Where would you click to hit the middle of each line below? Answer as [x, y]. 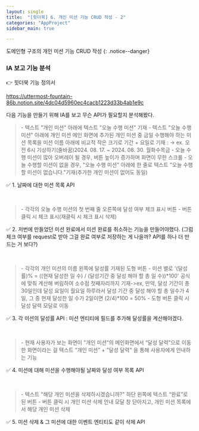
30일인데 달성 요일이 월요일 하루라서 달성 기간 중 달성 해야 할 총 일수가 [102, 290]
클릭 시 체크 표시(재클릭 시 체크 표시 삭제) [69, 216]
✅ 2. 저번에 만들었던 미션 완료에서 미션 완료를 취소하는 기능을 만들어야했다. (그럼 [100, 229]
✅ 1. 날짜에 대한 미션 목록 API [41, 185]
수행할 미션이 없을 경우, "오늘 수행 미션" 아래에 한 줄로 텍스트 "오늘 [105, 165]
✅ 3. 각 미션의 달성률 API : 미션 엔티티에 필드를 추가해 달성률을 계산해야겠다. [95, 318]
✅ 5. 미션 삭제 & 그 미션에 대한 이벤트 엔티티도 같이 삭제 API [76, 421]
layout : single [25, 12]
